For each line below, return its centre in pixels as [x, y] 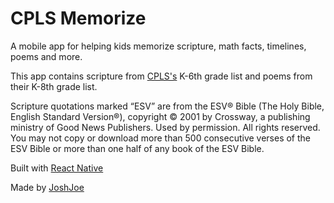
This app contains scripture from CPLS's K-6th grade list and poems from [161, 76]
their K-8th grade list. [54, 86]
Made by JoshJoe [47, 187]
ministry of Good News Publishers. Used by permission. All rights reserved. [165, 127]
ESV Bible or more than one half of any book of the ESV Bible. [137, 148]
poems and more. [46, 56]
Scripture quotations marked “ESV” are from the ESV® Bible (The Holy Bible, [167, 106]
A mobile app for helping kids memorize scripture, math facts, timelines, [158, 46]
